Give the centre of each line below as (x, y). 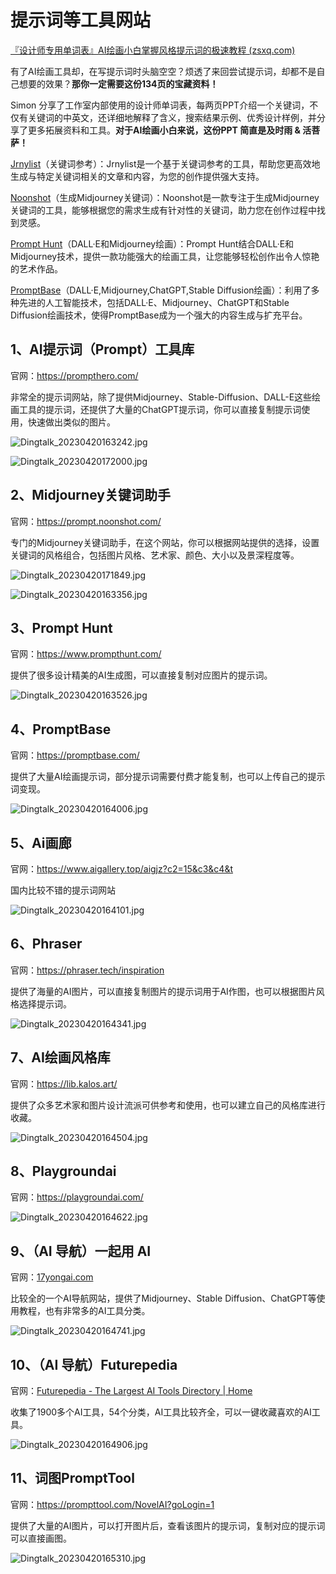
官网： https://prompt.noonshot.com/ (86, 521)
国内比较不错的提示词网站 (63, 890)
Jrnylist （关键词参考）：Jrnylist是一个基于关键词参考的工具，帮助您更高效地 (165, 163)
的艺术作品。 (36, 268)
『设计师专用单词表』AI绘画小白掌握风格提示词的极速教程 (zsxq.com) (153, 50)
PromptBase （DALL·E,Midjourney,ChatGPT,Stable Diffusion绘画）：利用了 (161, 290)
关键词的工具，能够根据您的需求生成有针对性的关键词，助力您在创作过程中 (163, 210)
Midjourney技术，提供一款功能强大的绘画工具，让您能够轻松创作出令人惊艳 (165, 256)
